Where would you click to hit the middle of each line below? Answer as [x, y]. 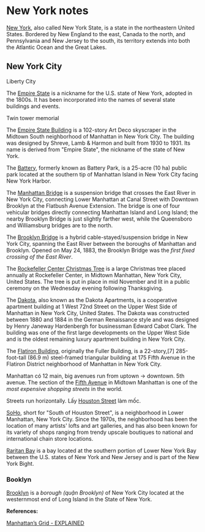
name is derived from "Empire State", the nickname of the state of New [96, 149]
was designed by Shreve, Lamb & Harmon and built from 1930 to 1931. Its [99, 143]
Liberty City [21, 81]
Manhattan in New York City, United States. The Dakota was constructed [98, 313]
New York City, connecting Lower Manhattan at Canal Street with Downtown [102, 199]
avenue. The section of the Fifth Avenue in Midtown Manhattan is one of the [102, 382]
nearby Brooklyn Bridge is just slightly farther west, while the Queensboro [99, 219]
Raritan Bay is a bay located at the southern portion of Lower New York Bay [102, 450]
